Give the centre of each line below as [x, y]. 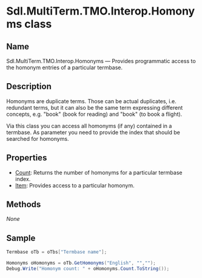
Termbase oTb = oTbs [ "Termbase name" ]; [57, 252]
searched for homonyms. [38, 138]
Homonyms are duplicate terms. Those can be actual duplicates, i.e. [92, 101]
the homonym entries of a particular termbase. [65, 67]
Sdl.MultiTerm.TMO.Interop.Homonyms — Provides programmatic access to [101, 61]
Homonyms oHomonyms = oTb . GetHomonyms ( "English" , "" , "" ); [81, 263]
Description [29, 86]
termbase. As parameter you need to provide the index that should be [93, 132]
